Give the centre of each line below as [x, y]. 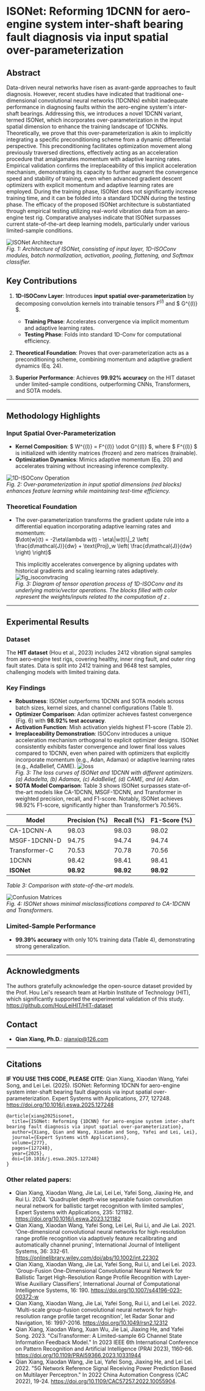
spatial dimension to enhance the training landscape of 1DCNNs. [87, 126]
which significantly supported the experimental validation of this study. [95, 999]
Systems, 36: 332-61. [42, 1252]
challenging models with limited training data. [63, 672]
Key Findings [26, 688]
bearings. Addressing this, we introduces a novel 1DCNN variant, [102, 113]
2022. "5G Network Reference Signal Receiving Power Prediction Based [106, 1368]
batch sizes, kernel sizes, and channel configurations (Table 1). [94, 708]
